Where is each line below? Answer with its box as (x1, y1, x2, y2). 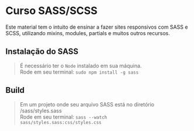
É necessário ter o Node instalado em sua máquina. (19, 62, 142, 69)
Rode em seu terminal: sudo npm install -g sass (19, 68, 139, 75)
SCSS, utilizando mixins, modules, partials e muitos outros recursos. (5, 29, 171, 36)
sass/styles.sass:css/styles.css (19, 119, 102, 125)
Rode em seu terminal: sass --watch (19, 113, 107, 120)
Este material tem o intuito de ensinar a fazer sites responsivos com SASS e (5, 23, 188, 30)
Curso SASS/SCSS (5, 4, 98, 18)
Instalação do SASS (5, 47, 79, 57)
